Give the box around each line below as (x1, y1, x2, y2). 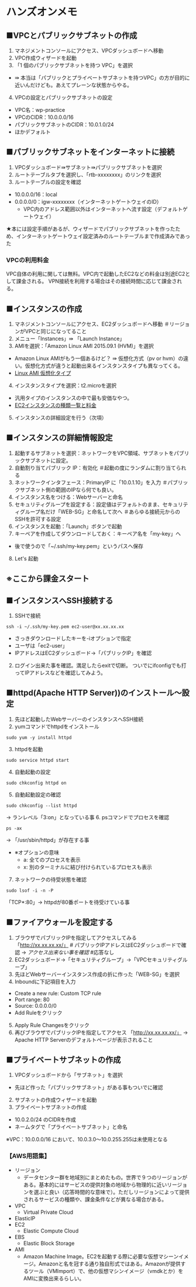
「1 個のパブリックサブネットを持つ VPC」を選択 (14, 62, 133, 69)
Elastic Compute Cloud (23, 1227, 79, 1234)
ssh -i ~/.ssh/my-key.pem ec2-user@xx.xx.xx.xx (6, 624, 125, 629)
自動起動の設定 (14, 768, 51, 775)
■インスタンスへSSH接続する (6, 595, 114, 605)
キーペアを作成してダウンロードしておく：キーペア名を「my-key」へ (14, 530, 181, 537)
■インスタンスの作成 (6, 304, 82, 314)
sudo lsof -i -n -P (6, 888, 54, 894)
